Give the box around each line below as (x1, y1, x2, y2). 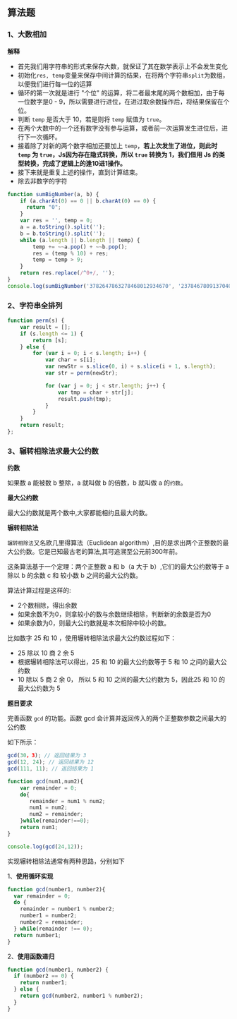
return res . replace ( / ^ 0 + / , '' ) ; (20, 270, 115, 277)
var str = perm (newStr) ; (44, 370, 119, 377)
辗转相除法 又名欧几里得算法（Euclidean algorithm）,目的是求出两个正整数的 (7, 538, 224, 547)
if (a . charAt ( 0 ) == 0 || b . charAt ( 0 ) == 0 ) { (20, 197, 157, 205)
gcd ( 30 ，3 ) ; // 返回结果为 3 (7, 752, 87, 759)
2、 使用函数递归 (7, 952, 55, 960)
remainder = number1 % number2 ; (20, 905, 115, 912)
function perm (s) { (7, 317, 65, 325)
